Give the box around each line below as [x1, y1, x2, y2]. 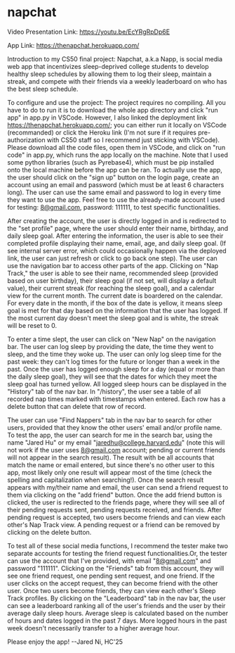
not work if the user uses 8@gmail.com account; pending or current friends [7, 445, 226, 454]
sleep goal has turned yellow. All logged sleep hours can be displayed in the [7, 379, 227, 388]
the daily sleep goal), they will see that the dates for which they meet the [7, 372, 217, 381]
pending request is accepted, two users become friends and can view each [7, 513, 226, 521]
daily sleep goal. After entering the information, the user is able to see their [7, 232, 224, 240]
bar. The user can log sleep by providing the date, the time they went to [7, 342, 214, 350]
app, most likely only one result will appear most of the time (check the [7, 468, 213, 476]
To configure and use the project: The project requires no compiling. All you [7, 98, 226, 106]
